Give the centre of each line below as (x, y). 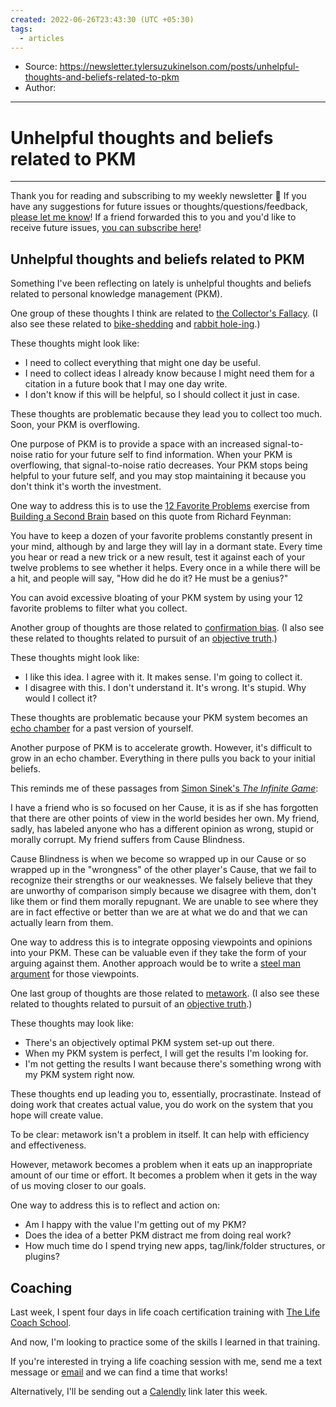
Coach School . (41, 1322)
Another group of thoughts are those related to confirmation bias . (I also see (167, 628)
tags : (21, 29)
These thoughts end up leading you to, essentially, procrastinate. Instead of (166, 1094)
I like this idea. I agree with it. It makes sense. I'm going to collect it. (163, 677)
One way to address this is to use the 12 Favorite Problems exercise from (160, 506)
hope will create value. (57, 1115)
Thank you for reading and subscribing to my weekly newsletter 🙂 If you (158, 196)
